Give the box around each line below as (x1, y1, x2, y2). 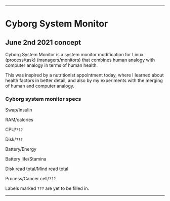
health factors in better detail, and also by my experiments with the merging (5, 77, 163, 84)
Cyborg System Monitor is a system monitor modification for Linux (5, 52, 144, 57)
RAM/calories (5, 117, 34, 123)
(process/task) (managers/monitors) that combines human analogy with (5, 57, 155, 63)
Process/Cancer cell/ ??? (5, 176, 56, 182)
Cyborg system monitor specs (5, 95, 81, 102)
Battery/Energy (5, 146, 37, 152)
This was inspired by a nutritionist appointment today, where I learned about (5, 72, 164, 78)
